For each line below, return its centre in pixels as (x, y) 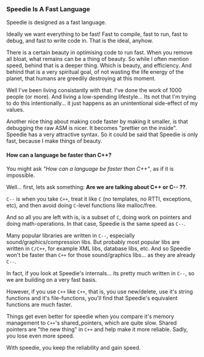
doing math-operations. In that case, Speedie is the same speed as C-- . (96, 223)
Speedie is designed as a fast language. (56, 23)
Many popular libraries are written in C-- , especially (71, 235)
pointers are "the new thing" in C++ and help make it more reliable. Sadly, (97, 329)
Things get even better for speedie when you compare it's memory (90, 316)
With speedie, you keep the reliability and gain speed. (74, 347)
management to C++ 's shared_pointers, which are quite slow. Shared (92, 323)
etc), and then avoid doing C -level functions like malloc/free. (82, 205)
